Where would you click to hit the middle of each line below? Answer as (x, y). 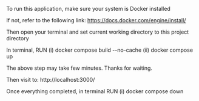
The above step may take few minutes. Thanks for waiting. (79, 68)
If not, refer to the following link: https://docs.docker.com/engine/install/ (96, 20)
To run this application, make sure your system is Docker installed (89, 9)
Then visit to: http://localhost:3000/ (51, 80)
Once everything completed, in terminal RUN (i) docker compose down (95, 91)
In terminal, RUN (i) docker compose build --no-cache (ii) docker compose (99, 50)
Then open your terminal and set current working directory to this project (98, 32)
